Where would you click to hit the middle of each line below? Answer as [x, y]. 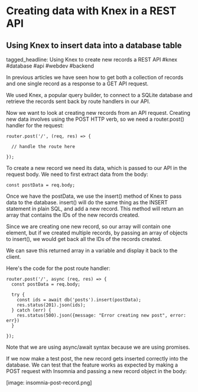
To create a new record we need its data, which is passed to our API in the [97, 168]
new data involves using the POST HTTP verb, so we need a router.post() [95, 119]
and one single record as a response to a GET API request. [77, 83]
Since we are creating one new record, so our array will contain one [89, 226]
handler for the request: [35, 125]
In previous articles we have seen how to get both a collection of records [95, 77]
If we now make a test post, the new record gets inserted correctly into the [97, 359]
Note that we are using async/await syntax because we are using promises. [98, 347]
